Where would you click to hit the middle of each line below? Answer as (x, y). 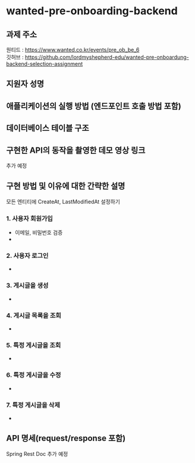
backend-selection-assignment (45, 64)
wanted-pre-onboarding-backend (92, 11)
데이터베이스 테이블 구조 (48, 128)
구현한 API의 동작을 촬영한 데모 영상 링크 (76, 150)
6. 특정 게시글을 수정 (34, 375)
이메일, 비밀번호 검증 (39, 232)
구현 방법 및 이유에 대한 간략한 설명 (66, 186)
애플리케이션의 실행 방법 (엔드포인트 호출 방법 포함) (94, 106)
